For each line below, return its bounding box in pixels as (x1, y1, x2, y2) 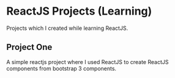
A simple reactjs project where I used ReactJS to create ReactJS (6, 58, 169, 65)
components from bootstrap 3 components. (6, 65, 117, 72)
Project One (6, 42, 53, 52)
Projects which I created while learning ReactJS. (6, 24, 128, 32)
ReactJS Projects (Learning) (6, 4, 152, 18)
